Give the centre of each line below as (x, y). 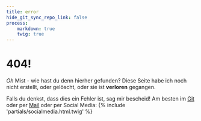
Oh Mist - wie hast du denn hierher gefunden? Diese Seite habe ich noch (97, 81)
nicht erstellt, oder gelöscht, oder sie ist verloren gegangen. (81, 87)
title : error (23, 12)
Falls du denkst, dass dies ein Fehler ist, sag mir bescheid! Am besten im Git (100, 99)
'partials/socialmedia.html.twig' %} (50, 111)
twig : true (31, 34)
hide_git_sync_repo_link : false (47, 17)
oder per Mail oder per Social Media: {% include (66, 105)
